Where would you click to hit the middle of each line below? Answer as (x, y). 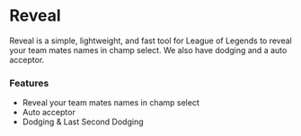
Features (29, 83)
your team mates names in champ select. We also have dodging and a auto (148, 50)
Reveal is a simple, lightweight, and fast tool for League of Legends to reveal (150, 41)
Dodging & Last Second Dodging (83, 122)
